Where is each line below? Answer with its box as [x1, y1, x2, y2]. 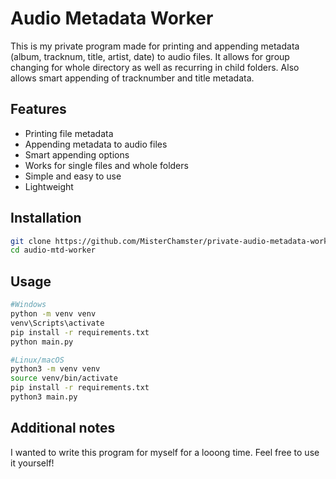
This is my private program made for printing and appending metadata [10, 40, 300, 52]
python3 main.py [10, 392, 78, 402]
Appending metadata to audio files [24, 138, 168, 150]
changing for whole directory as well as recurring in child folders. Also [10, 61, 300, 73]
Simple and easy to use [24, 170, 122, 182]
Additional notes [10, 420, 116, 437]
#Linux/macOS [10, 355, 65, 365]
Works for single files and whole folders [24, 159, 189, 171]
